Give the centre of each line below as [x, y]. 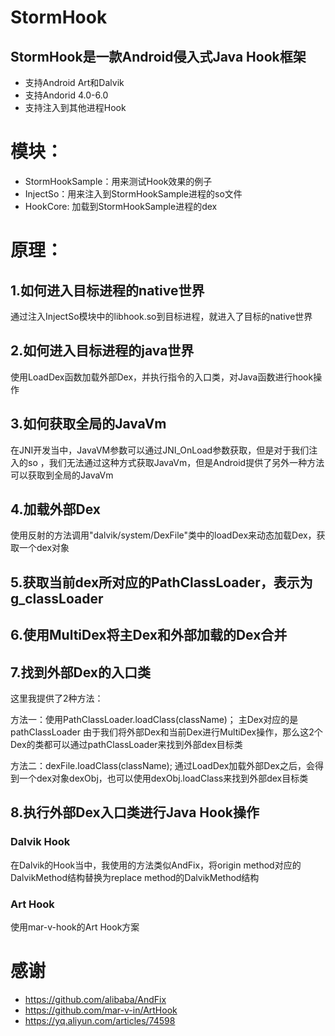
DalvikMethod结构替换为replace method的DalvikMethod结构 [135, 877]
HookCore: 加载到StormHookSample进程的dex [121, 206]
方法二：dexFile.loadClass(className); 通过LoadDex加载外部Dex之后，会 [162, 765]
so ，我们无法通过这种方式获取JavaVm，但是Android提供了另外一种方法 [176, 462]
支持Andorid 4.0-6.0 [66, 95]
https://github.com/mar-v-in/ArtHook [101, 1010]
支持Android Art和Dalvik [74, 82]
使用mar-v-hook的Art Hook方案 [75, 927]
